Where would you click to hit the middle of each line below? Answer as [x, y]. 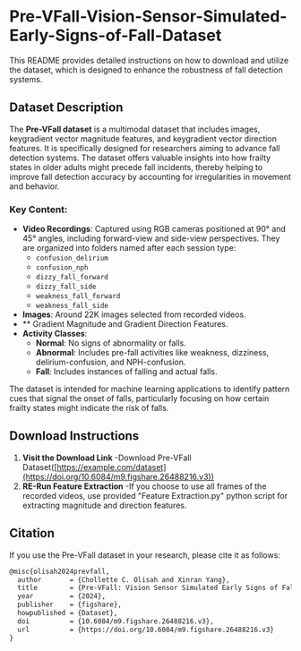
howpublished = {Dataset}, [68, 613]
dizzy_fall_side [66, 287]
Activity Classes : [55, 334]
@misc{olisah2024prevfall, [60, 571]
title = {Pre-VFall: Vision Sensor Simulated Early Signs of [148, 588]
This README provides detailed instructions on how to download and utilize [149, 60]
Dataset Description [66, 108]
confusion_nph [62, 268]
